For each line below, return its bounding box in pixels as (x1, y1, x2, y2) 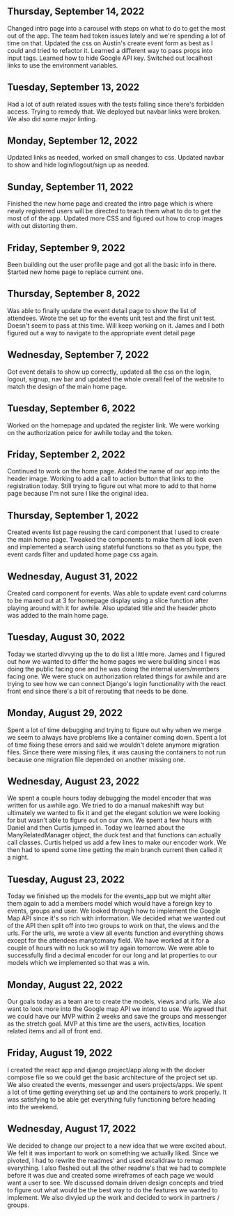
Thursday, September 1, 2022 (7, 509, 139, 522)
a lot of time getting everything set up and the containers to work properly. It (7, 1088, 227, 1096)
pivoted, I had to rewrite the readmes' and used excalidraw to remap (7, 1156, 203, 1164)
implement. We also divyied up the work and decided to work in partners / (7, 1193, 220, 1201)
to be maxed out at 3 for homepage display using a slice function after (7, 596, 209, 605)
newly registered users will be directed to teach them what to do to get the (7, 207, 221, 215)
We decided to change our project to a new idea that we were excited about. (7, 1141, 227, 1150)
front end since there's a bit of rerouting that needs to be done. (7, 687, 189, 695)
